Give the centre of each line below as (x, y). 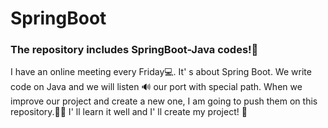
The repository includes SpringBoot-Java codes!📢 (134, 50)
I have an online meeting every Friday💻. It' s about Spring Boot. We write (161, 72)
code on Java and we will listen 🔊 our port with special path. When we (156, 87)
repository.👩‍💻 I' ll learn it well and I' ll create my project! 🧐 (129, 112)
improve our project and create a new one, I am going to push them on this (164, 101)
